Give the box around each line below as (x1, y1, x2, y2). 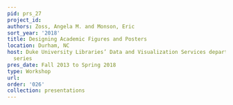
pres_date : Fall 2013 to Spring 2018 (7, 61, 116, 68)
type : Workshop (7, 68, 51, 75)
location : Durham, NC (7, 42, 70, 49)
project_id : (7, 17, 42, 23)
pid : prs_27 (7, 10, 42, 17)
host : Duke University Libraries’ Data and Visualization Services (7, 49, 207, 56)
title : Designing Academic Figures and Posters (7, 36, 148, 43)
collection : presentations (7, 87, 85, 94)
